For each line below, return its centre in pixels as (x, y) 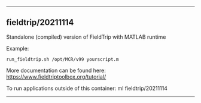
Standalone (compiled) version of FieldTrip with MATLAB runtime (86, 37)
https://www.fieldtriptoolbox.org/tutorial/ (56, 77)
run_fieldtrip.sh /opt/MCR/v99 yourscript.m (63, 59)
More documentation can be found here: (56, 70)
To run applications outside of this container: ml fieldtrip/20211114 (87, 88)
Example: (18, 48)
